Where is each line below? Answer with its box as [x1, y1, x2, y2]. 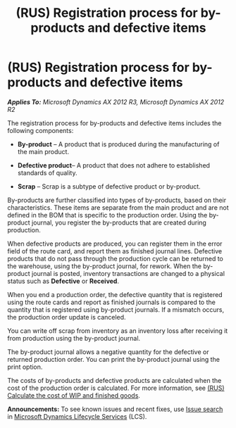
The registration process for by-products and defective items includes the [7, 118, 222, 127]
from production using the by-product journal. [7, 334, 141, 342]
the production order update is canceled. [7, 313, 126, 321]
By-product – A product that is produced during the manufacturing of [17, 139, 220, 149]
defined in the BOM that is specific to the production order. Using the [7, 210, 208, 219]
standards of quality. [17, 168, 77, 177]
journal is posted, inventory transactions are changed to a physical [31, 269, 225, 277]
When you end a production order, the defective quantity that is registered [7, 290, 223, 298]
